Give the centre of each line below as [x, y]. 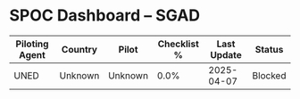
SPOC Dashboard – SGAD [105, 16]
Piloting [32, 44]
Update [226, 54]
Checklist [178, 44]
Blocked [269, 75]
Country [79, 49]
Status [269, 49]
